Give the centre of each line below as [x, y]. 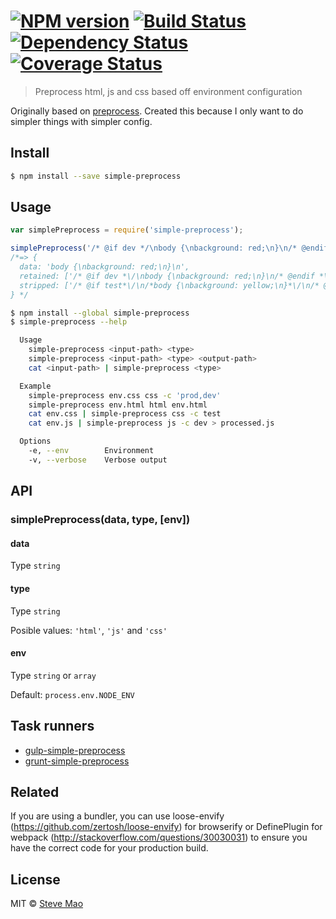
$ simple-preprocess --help [69, 322]
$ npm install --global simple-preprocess [100, 313]
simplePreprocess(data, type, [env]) [100, 520]
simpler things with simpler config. [81, 121]
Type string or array [53, 675]
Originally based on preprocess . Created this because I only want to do [157, 111]
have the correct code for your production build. [109, 848]
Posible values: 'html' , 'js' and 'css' [89, 630]
